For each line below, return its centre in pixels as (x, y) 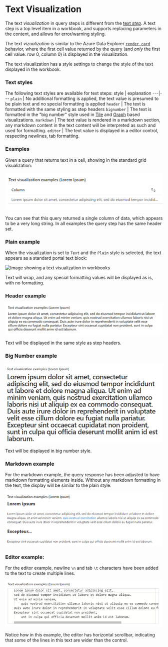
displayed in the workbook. (33, 69)
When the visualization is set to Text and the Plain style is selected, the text (83, 253)
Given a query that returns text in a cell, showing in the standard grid (76, 160)
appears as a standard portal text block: (46, 258)
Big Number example (31, 356)
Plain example (22, 242)
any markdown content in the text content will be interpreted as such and (80, 125)
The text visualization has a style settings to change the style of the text (79, 64)
